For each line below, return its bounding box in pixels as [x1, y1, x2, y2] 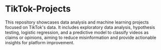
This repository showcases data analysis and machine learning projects [5, 19, 149, 25]
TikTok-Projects [5, 3, 71, 14]
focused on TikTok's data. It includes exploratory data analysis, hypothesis [5, 24, 155, 30]
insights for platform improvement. [5, 39, 75, 45]
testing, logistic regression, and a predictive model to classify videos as [5, 29, 149, 35]
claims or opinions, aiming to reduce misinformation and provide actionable [5, 35, 157, 40]
